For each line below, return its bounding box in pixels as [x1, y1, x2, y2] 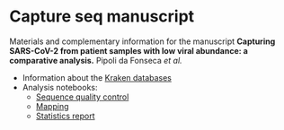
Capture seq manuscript [9, 6, 195, 27]
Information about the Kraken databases [22, 72, 173, 82]
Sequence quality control [35, 91, 129, 102]
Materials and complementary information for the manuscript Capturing [9, 36, 276, 47]
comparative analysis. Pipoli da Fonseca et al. [9, 55, 182, 65]
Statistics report [35, 110, 95, 121]
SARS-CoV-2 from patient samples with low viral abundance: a [9, 45, 249, 56]
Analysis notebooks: [22, 82, 98, 92]
